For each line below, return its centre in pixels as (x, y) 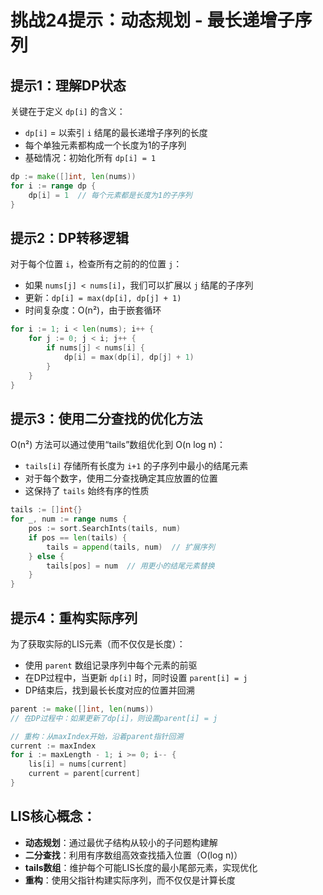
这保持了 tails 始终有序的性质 (87, 491)
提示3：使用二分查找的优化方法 (106, 418)
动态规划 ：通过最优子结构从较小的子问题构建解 (121, 842)
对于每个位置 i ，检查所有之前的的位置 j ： (96, 264)
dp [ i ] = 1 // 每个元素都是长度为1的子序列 (110, 195)
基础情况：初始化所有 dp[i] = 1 (90, 157)
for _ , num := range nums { (69, 519)
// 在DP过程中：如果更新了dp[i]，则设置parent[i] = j (114, 718)
